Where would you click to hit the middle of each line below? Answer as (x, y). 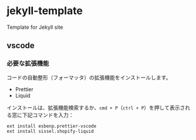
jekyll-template (45, 11)
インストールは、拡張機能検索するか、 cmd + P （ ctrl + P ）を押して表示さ (96, 108)
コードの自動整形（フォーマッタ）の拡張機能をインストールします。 (89, 77)
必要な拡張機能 (28, 64)
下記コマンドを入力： (48, 115)
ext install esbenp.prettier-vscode (52, 126)
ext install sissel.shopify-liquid (50, 131)
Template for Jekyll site (35, 27)
